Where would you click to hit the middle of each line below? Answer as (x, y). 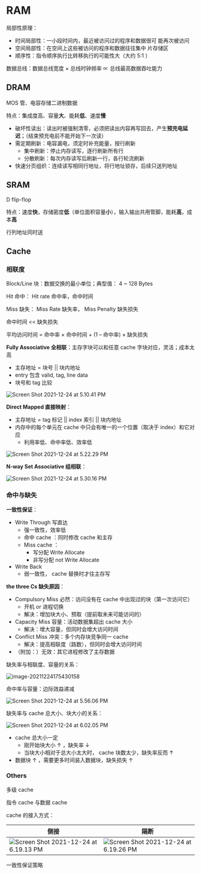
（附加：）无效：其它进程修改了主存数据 (65, 651)
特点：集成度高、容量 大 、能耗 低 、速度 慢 (56, 115)
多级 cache (20, 789)
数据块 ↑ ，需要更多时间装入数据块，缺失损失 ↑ (74, 760)
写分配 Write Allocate (59, 552)
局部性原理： (22, 28)
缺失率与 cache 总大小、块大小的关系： (55, 713)
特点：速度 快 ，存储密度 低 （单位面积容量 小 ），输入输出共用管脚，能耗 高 (94, 212)
